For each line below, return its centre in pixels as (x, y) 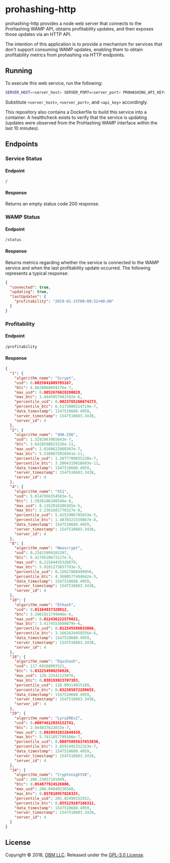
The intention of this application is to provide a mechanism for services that (84, 44)
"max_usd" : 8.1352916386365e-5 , (48, 506)
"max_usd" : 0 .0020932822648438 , (48, 732)
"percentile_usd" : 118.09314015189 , (53, 685)
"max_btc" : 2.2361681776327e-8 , (48, 510)
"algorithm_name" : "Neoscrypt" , (48, 548)
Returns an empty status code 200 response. (52, 204)
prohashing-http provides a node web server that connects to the (73, 23)
